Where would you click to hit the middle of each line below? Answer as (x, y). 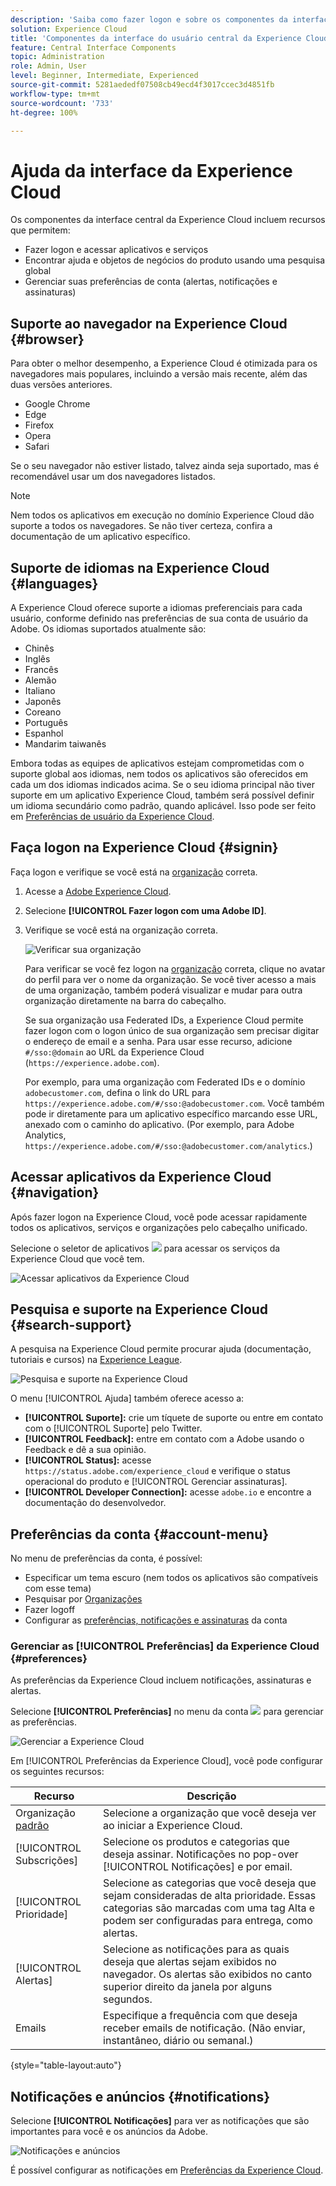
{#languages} (54, 583)
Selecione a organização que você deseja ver (210, 1813)
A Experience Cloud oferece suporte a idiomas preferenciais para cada (156, 607)
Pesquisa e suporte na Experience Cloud (139, 1309)
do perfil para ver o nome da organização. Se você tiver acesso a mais (170, 979)
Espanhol (44, 733)
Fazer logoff (50, 1610)
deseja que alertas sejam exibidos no (190, 1962)
